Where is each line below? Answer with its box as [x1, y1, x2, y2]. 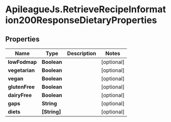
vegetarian [8, 67, 35, 74]
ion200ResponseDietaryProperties [5, 14, 157, 26]
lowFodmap [8, 59, 37, 65]
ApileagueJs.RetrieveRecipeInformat [5, 4, 166, 15]
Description [67, 50, 96, 57]
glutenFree [8, 83, 35, 90]
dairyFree [8, 92, 32, 99]
